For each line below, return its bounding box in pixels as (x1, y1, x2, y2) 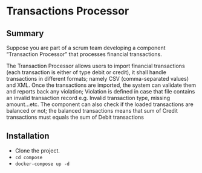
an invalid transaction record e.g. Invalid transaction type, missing (6, 95, 171, 101)
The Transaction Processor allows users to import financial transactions (6, 62, 186, 69)
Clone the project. (15, 146, 60, 154)
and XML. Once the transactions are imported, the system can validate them (6, 81, 197, 89)
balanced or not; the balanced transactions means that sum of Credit (6, 107, 178, 114)
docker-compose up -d (15, 161, 70, 167)
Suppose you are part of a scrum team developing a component (6, 44, 166, 51)
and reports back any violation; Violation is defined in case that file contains (6, 88, 195, 95)
